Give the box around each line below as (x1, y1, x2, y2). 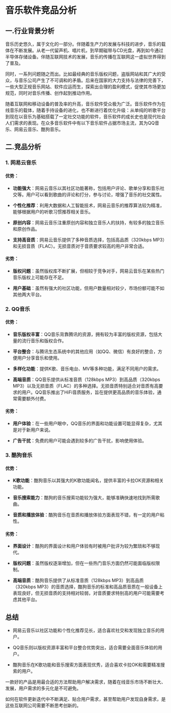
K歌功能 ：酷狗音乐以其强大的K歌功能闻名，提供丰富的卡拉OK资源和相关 (12, 477, 164, 484)
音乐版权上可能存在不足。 (12, 274, 67, 280)
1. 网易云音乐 (5, 159, 37, 166)
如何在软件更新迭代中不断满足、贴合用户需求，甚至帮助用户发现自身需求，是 (5, 696, 166, 702)
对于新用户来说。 (17, 427, 53, 433)
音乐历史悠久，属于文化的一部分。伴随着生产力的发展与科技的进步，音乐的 (5, 41, 161, 47)
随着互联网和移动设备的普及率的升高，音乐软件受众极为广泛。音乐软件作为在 (5, 101, 166, 107)
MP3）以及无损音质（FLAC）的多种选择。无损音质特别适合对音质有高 (12, 382, 159, 389)
